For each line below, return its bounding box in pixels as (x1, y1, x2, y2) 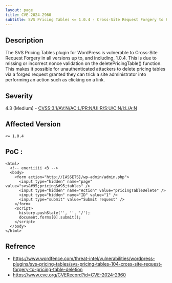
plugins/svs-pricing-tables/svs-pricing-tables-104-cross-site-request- (12, 261, 162, 267)
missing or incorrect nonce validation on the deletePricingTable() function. (5, 60, 162, 67)
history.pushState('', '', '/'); (18, 210, 91, 215)
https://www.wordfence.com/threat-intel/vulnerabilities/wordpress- (12, 255, 155, 262)
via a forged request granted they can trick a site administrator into (5, 71, 146, 77)
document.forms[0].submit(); (18, 214, 81, 220)
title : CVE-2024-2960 (5, 12, 52, 17)
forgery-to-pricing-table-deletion (12, 267, 83, 273)
